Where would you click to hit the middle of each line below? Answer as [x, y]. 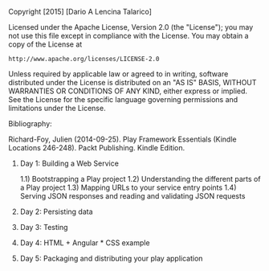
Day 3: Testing [44, 227]
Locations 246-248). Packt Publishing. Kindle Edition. [97, 148]
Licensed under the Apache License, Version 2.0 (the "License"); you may [131, 27]
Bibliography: [30, 123]
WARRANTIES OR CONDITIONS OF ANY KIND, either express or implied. [128, 91]
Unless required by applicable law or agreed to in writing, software [118, 74]
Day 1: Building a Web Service [69, 163]
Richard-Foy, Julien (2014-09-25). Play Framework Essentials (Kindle [122, 139]
